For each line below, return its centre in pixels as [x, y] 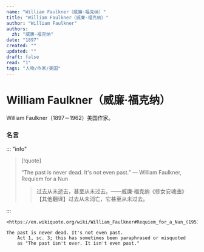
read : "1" [19, 62]
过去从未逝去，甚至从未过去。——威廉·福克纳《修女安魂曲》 [111, 191]
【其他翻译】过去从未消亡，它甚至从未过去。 [92, 199]
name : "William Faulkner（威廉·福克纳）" [56, 12]
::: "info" [17, 148]
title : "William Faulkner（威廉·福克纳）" [58, 18]
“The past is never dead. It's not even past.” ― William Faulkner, [101, 172]
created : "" [21, 46]
